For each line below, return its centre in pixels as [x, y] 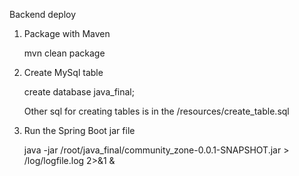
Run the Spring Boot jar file [79, 130]
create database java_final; [79, 92]
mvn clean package [64, 53]
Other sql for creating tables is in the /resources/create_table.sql [156, 111]
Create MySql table [63, 72]
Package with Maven [67, 33]
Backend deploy [43, 14]
